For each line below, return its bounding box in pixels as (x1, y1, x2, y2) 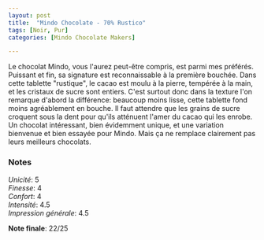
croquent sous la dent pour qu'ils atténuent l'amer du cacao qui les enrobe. (8, 112, 253, 122)
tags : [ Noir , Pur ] (8, 26, 69, 34)
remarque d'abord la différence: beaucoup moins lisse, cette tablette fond (8, 95, 248, 105)
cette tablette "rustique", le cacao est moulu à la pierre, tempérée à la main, (8, 79, 254, 88)
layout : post (8, 11, 51, 20)
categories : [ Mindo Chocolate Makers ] (8, 33, 136, 42)
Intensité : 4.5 (8, 200, 50, 209)
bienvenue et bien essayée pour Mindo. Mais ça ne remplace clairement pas (8, 129, 256, 138)
